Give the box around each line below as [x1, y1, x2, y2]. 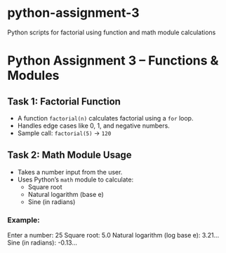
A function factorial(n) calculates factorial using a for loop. [17, 114, 194, 122]
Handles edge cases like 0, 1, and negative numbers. [17, 121, 170, 130]
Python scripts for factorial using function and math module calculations [7, 28, 216, 36]
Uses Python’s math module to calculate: [17, 175, 134, 184]
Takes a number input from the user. [17, 167, 123, 176]
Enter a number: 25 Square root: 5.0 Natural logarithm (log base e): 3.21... [7, 231, 220, 240]
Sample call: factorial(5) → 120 [17, 128, 112, 137]
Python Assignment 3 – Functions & [7, 53, 219, 69]
